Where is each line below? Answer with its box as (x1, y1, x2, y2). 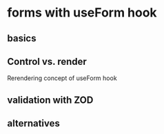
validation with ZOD (7, 94, 94, 106)
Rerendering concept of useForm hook (7, 74, 117, 82)
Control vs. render (7, 55, 88, 67)
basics (7, 32, 37, 44)
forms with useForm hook (7, 5, 157, 21)
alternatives (7, 117, 61, 129)
